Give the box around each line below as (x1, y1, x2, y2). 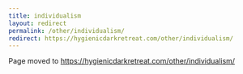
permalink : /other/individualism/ (8, 27, 126, 35)
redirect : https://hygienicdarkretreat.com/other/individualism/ (8, 34, 233, 43)
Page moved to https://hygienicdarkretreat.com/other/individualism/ (8, 56, 236, 66)
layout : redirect (8, 19, 67, 27)
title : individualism (8, 11, 82, 20)
